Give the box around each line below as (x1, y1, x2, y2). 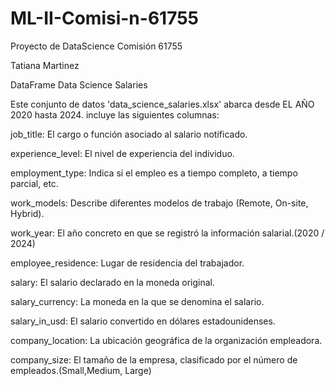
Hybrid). (10, 207, 45, 219)
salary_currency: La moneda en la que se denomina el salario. (10, 295, 265, 307)
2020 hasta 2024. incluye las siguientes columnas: (10, 108, 220, 121)
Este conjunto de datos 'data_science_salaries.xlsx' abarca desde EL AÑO (10, 98, 315, 110)
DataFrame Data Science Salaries (10, 78, 148, 91)
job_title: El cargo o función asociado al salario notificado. (10, 128, 248, 140)
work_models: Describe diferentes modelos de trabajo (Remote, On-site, (10, 197, 309, 209)
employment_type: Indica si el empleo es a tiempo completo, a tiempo (10, 167, 298, 179)
